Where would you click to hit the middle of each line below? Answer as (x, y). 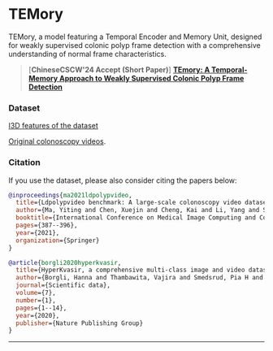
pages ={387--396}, (47, 225)
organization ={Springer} (58, 240)
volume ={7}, (36, 293)
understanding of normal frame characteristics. (87, 54)
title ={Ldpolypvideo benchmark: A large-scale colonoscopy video (129, 203)
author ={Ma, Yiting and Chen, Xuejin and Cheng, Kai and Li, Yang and (138, 210)
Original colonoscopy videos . (57, 141)
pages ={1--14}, (41, 308)
